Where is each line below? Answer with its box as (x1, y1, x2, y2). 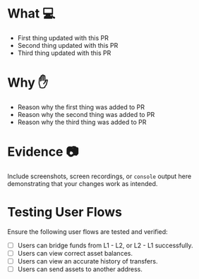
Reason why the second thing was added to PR (17, 110, 155, 118)
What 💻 (7, 6, 56, 22)
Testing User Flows (7, 204, 122, 220)
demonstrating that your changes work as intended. (7, 179, 158, 187)
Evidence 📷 (7, 144, 79, 160)
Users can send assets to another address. (17, 265, 143, 273)
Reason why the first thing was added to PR (17, 103, 145, 111)
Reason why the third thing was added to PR (17, 118, 147, 126)
